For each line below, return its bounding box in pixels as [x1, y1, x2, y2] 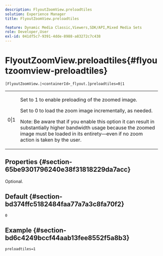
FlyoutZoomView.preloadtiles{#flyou [5, 55, 158, 66]
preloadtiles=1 [5, 247, 36, 252]
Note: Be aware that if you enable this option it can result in [20, 118, 155, 125]
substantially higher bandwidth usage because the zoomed [20, 124, 155, 131]
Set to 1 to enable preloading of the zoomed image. [20, 96, 137, 103]
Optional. [5, 178, 23, 184]
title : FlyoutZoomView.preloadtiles [5, 16, 79, 21]
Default [5, 193, 28, 201]
